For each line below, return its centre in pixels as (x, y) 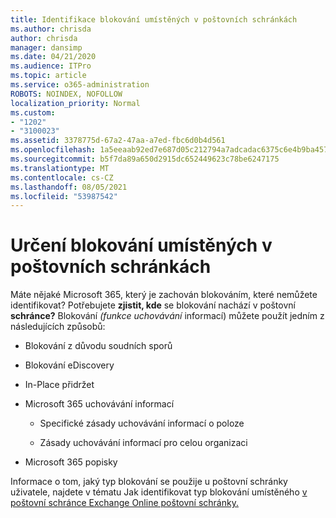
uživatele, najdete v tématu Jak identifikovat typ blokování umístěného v (159, 492)
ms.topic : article (48, 76)
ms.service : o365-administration (80, 85)
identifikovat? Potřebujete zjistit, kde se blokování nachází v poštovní (153, 305)
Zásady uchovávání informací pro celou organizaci (143, 443)
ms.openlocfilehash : (53, 150)
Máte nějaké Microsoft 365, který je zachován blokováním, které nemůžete (164, 295)
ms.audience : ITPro (51, 66)
